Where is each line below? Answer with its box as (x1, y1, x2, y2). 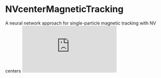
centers (5, 67, 21, 73)
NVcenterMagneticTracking (5, 3, 124, 15)
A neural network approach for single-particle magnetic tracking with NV (5, 20, 156, 26)
